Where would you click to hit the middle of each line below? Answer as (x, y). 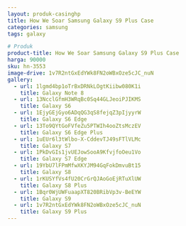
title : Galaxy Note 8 (52, 93)
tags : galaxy (27, 34)
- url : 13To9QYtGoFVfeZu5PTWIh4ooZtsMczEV (77, 126)
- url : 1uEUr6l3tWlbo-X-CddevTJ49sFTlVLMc (77, 139)
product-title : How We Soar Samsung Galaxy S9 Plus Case (93, 53)
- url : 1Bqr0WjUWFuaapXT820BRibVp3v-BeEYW (77, 192)
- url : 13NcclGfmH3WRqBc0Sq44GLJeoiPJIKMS (77, 99)
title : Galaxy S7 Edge (54, 159)
